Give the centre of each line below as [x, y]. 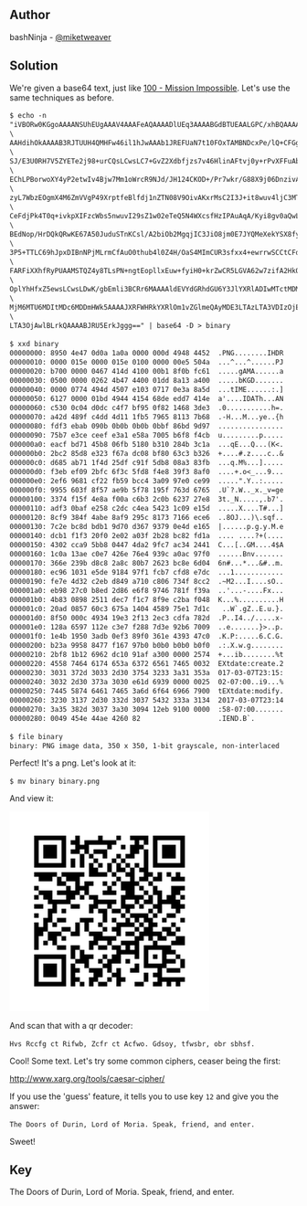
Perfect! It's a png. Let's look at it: [73, 763]
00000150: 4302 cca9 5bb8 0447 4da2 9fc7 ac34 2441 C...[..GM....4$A [147, 545]
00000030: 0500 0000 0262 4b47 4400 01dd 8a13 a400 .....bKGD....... [147, 380]
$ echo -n [28, 115]
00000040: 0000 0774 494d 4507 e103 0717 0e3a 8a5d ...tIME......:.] [147, 389]
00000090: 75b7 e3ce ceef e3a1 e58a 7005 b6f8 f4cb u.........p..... [147, 435]
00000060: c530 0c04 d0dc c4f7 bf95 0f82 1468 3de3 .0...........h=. [147, 407]
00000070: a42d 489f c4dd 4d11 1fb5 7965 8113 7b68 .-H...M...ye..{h [147, 417]
